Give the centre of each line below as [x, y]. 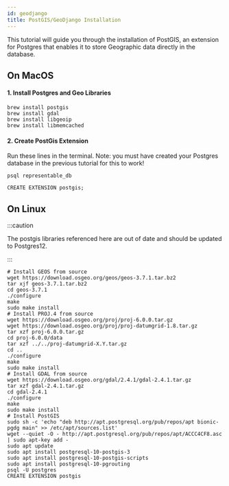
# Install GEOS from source [47, 272]
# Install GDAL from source [47, 374]
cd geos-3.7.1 [27, 290]
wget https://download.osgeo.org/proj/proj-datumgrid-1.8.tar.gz [102, 326]
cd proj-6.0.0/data [35, 338]
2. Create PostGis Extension [48, 141]
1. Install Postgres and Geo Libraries [59, 93]
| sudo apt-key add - [38, 440]
